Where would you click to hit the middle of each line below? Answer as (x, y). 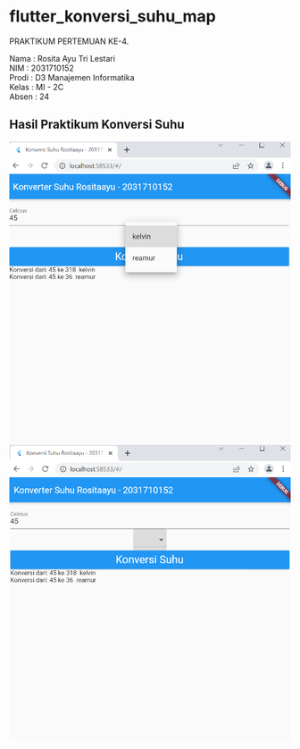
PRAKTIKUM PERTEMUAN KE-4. (69, 41)
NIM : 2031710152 (42, 68)
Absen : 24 (29, 97)
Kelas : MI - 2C (37, 87)
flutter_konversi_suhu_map (112, 17)
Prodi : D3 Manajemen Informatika (72, 77)
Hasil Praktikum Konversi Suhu (97, 125)
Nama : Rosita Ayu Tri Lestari (62, 58)
